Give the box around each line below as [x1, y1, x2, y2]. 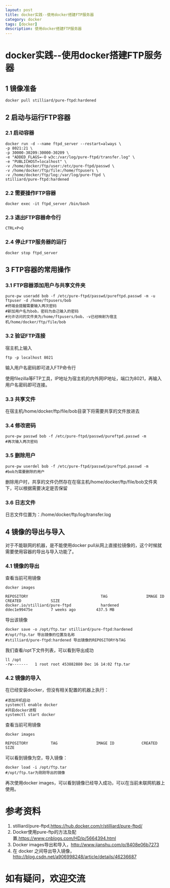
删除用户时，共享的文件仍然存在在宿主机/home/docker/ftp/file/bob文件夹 [5, 479, 158, 485]
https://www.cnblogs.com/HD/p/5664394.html [18, 835, 116, 841]
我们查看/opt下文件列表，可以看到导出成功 [5, 647, 94, 653]
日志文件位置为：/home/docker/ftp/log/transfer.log [5, 511, 111, 518]
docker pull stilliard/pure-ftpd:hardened [5, 98, 96, 103]
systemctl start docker [5, 712, 56, 718]
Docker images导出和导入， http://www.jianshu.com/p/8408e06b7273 [12, 842, 159, 848]
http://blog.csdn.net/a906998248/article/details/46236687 [12, 853, 137, 860]
